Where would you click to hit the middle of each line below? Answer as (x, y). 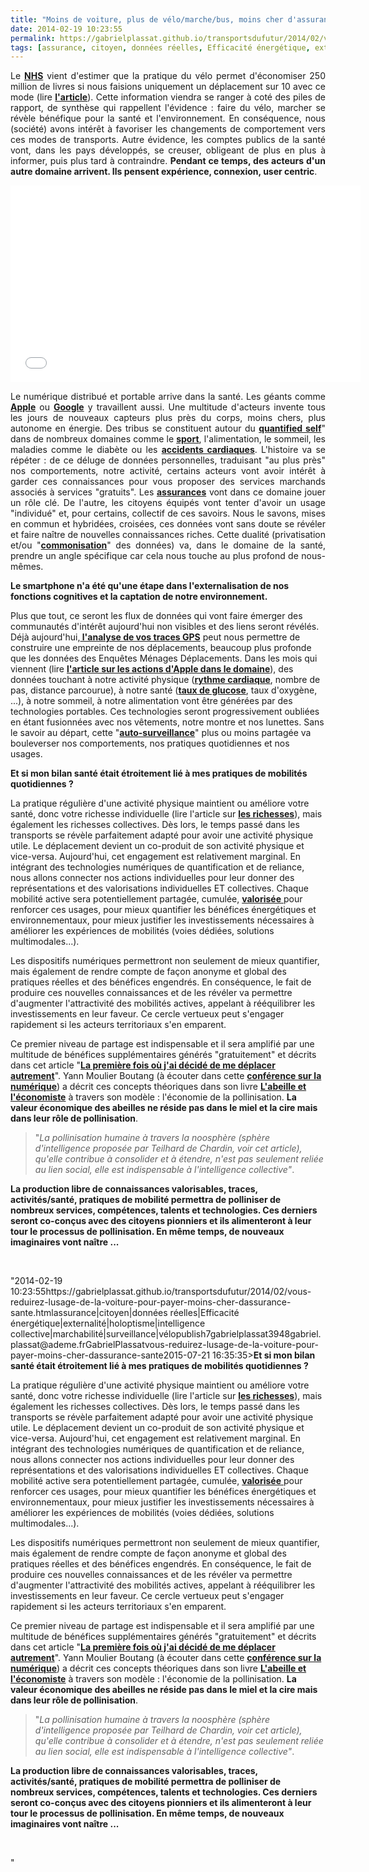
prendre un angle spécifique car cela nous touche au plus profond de (154, 556)
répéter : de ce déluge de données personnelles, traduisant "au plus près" (168, 460)
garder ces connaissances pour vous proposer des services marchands (168, 482)
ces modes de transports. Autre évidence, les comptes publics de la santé (168, 140)
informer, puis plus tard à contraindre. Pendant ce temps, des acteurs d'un (168, 161)
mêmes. (27, 567)
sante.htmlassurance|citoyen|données (89, 1313)
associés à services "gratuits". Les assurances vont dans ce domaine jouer (168, 492)
